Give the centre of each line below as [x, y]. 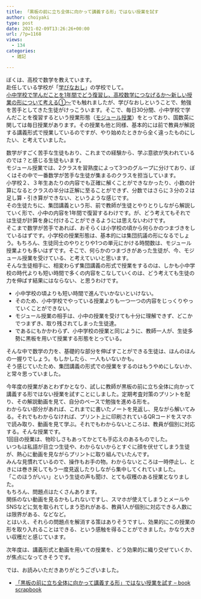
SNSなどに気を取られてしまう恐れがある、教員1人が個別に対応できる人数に [99, 506]
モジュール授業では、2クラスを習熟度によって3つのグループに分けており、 [98, 167]
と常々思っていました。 [35, 373]
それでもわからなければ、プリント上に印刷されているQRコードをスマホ [104, 416]
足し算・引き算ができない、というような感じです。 [69, 198]
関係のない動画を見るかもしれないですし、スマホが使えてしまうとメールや [98, 499]
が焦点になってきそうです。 [40, 557]
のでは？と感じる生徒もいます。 [46, 160]
